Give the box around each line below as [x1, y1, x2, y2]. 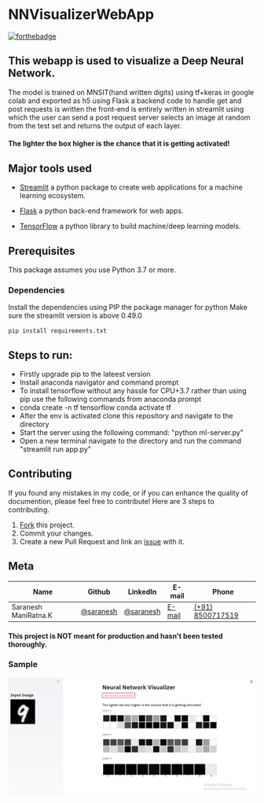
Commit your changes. [19, 529, 93, 538]
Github [87, 587, 111, 596]
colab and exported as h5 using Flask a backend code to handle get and [8, 96, 242, 105]
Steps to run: [8, 348, 73, 362]
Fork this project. [19, 520, 75, 529]
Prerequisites [8, 244, 75, 257]
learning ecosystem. [19, 191, 86, 201]
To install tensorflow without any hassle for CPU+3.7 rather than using [19, 386, 247, 396]
